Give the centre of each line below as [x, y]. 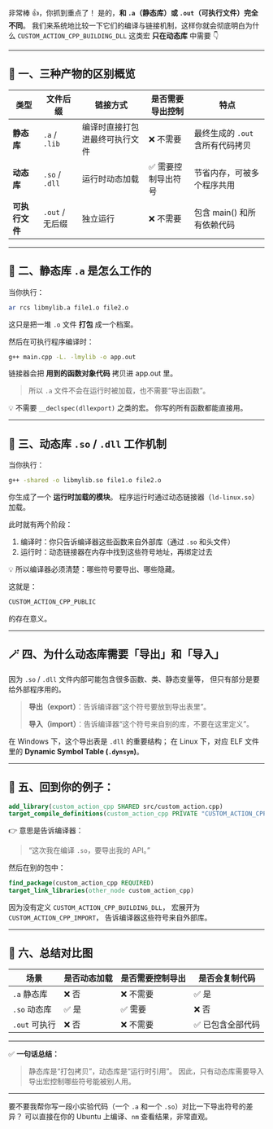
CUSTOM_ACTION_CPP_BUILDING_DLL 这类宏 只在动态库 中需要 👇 [118, 35]
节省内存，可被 [223, 173]
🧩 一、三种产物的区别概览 [72, 74]
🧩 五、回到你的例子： [61, 787]
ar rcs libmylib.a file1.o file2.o [69, 308]
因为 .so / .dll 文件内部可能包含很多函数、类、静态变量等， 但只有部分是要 [134, 679]
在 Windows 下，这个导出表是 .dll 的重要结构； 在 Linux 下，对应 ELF [126, 741]
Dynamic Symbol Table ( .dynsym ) [80, 751]
